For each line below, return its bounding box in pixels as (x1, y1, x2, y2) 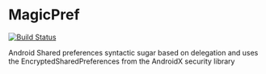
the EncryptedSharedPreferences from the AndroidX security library (8, 56, 235, 66)
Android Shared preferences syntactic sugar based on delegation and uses (8, 47, 259, 57)
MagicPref (8, 6, 80, 24)
